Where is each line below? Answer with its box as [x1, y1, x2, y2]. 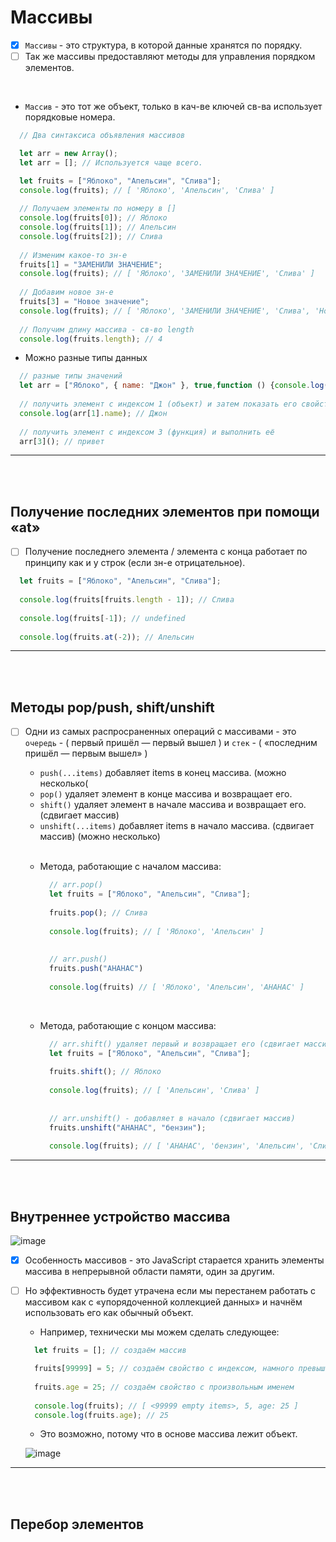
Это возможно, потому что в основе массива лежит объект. [39, 1428, 298, 1440]
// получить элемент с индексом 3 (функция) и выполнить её [19, 427, 275, 437]
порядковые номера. [24, 111, 116, 123]
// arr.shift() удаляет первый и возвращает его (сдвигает [48, 1039, 300, 1049]
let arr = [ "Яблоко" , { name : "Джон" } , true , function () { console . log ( [19, 381, 329, 391]
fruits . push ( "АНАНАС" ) [48, 964, 144, 974]
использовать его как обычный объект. [24, 1307, 194, 1319]
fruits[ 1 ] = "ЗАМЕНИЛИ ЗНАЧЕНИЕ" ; [19, 259, 163, 270]
